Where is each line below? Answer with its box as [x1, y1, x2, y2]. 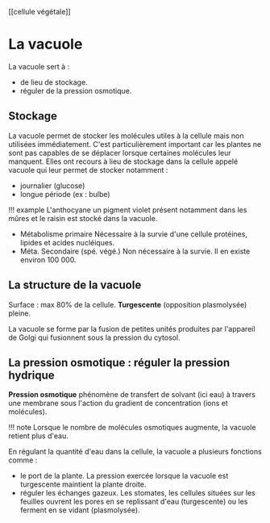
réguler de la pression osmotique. [19, 86, 132, 95]
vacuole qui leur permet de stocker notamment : [8, 165, 168, 174]
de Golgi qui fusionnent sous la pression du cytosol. [8, 333, 181, 342]
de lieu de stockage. [19, 77, 88, 87]
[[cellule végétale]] [8, 7, 71, 16]
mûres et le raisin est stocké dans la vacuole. [8, 213, 158, 223]
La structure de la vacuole [8, 278, 142, 292]
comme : [8, 455, 38, 465]
